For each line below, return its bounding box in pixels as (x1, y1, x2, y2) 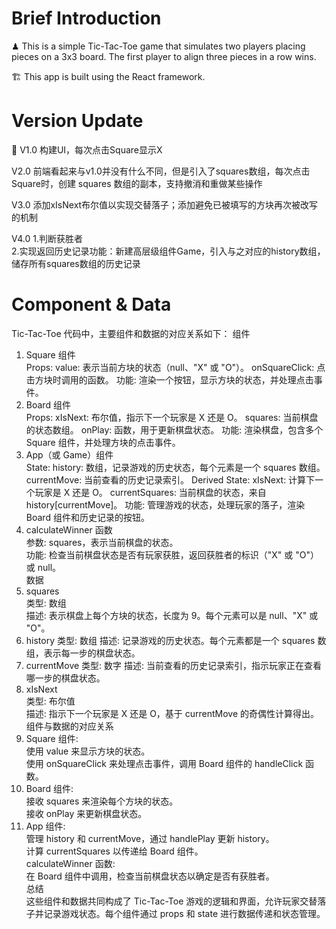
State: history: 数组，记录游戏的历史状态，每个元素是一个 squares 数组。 (25, 461, 326, 473)
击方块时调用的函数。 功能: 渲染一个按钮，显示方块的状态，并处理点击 (25, 373, 314, 386)
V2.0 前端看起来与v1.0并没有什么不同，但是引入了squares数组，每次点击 (11, 165, 311, 177)
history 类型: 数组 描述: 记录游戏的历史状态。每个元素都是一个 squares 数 (25, 634, 327, 646)
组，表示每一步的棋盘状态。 (25, 647, 141, 659)
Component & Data (11, 293, 172, 316)
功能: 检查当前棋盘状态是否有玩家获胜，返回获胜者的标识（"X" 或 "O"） (25, 548, 319, 561)
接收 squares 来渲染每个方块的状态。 (25, 795, 179, 807)
